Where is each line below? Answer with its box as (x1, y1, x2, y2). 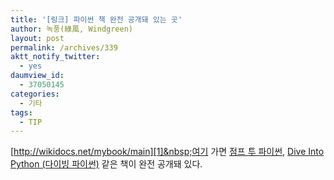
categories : (10, 89, 60, 99)
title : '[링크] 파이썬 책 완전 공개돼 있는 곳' (10, 14, 183, 25)
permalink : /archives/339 (10, 42, 118, 53)
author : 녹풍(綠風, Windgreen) (10, 24, 134, 34)
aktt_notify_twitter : (10, 52, 101, 62)
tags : (10, 107, 33, 118)
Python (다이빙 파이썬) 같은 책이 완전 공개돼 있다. (10, 158, 203, 170)
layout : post (10, 33, 65, 43)
